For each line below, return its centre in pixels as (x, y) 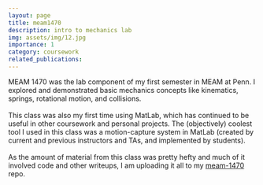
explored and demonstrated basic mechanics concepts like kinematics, (123, 90)
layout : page (30, 15)
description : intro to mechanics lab (70, 30)
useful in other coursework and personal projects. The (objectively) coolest (130, 124)
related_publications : (45, 60)
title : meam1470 (35, 23)
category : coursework (44, 52)
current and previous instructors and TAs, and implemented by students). (127, 140)
